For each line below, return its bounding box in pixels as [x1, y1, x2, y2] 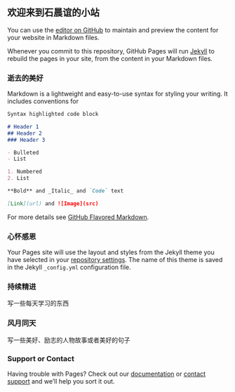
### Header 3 [7, 136, 46, 143]
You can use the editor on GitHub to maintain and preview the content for [7, 25, 219, 34]
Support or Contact [7, 353, 75, 363]
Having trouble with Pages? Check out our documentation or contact [7, 370, 206, 378]
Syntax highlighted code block [7, 111, 99, 118]
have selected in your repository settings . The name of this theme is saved [7, 256, 223, 264]
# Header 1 [7, 123, 39, 130]
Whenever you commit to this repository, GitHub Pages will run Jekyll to [7, 46, 215, 55]
